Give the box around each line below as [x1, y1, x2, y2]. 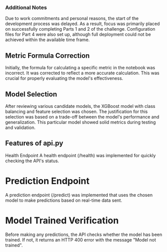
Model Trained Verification [5, 215, 119, 226]
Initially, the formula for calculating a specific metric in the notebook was [5, 65, 155, 71]
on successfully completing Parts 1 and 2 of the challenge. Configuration [5, 26, 155, 32]
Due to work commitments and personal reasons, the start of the [5, 16, 139, 22]
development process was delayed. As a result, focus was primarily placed [5, 21, 160, 27]
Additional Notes [5, 4, 47, 11]
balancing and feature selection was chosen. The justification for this [5, 108, 148, 114]
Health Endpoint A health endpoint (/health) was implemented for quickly [5, 152, 156, 158]
